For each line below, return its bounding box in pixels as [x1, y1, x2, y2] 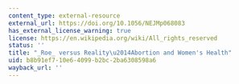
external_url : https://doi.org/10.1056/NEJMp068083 [8, 19, 185, 27]
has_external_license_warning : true [8, 26, 131, 34]
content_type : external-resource [8, 11, 121, 20]
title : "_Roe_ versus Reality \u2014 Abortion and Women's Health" [8, 49, 232, 57]
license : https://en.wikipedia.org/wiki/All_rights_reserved [8, 34, 218, 42]
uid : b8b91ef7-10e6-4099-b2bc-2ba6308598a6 [8, 57, 157, 65]
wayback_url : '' [8, 64, 63, 72]
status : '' [8, 42, 45, 50]
